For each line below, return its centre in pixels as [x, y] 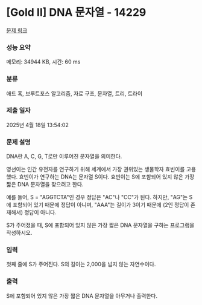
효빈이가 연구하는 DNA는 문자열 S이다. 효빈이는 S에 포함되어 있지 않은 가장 [107, 177]
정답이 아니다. [40, 212]
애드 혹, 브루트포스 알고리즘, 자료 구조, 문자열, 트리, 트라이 [74, 93]
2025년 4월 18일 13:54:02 [38, 125]
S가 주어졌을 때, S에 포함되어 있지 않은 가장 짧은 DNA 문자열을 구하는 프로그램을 [100, 225]
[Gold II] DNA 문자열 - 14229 [76, 12]
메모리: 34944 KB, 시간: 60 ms [43, 62]
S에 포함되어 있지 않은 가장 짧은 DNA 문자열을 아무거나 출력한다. [82, 296]
